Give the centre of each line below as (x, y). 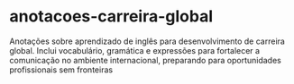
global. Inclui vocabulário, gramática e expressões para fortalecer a (134, 50)
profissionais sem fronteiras (61, 70)
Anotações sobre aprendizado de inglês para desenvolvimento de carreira (147, 41)
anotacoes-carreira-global (111, 17)
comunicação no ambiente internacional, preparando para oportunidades (145, 60)
